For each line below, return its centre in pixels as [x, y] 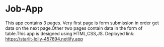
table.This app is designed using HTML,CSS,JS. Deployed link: [70, 33]
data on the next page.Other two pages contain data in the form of [74, 28]
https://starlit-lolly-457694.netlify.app [44, 39]
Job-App [24, 9]
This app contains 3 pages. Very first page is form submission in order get [82, 23]
